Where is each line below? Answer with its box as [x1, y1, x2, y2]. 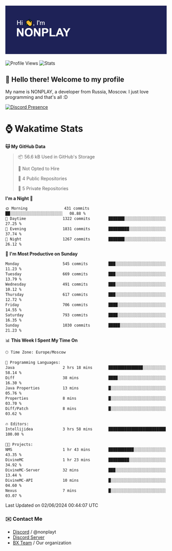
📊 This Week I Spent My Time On [5, 337, 78, 343]
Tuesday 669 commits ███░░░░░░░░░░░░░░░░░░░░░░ [5, 271, 166, 277]
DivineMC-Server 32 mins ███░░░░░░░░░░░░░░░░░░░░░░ [5, 467, 166, 473]
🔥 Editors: [5, 421, 29, 426]
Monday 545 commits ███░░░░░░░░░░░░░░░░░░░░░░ [5, 261, 166, 267]
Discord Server [12, 534, 45, 541]
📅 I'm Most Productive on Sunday [5, 251, 78, 257]
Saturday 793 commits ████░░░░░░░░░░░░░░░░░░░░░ [5, 312, 166, 318]
